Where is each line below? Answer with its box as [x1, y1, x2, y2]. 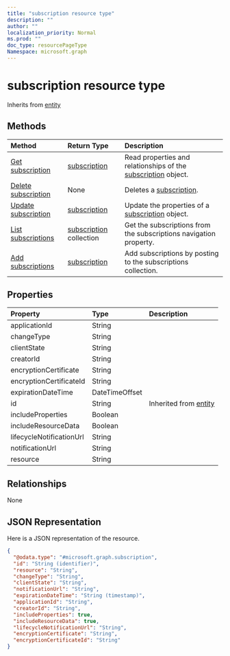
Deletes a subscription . [124, 185, 199, 194]
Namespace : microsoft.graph [7, 49, 88, 56]
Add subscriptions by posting [124, 248, 219, 258]
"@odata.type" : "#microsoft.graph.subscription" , [13, 554, 157, 561]
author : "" [7, 23, 38, 30]
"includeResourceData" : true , [13, 618, 99, 624]
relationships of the [124, 161, 187, 170]
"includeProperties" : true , [13, 611, 94, 618]
